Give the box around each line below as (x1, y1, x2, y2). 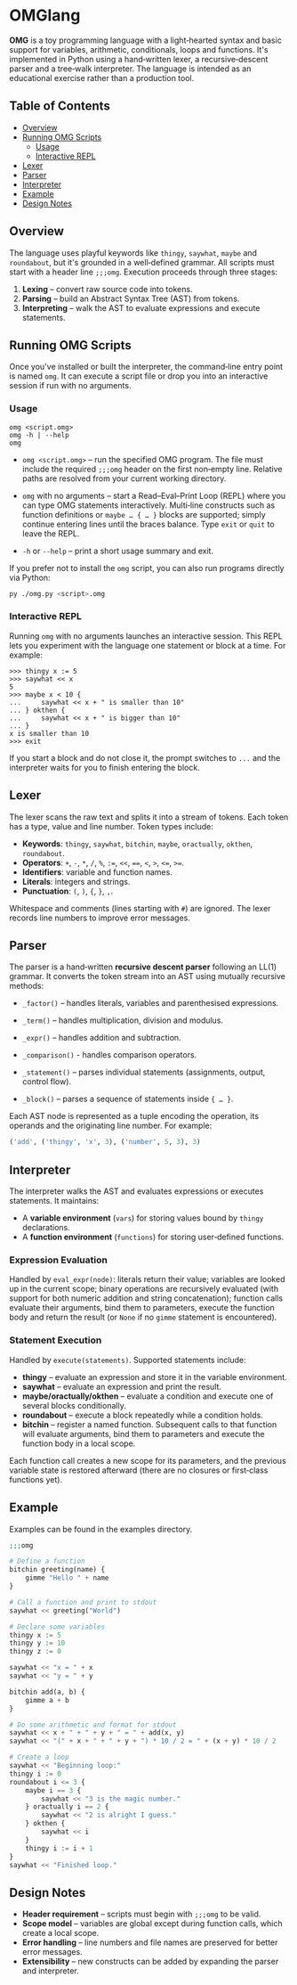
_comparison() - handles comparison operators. (21, 1050, 197, 1060)
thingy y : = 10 (9, 1638, 66, 1648)
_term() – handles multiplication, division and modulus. (21, 1015, 224, 1025)
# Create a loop (9, 1752, 69, 1762)
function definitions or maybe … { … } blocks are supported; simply (21, 509, 267, 519)
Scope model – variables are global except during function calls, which (21, 1918, 283, 1929)
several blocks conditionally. (21, 1400, 126, 1410)
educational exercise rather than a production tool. (9, 72, 195, 83)
